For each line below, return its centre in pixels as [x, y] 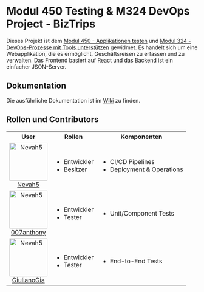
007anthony [29, 232]
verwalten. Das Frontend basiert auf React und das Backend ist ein [90, 60]
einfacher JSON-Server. [36, 66]
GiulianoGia [28, 280]
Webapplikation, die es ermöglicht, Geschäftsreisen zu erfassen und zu [96, 53]
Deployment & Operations [147, 169]
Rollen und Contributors [53, 120]
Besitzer [75, 169]
